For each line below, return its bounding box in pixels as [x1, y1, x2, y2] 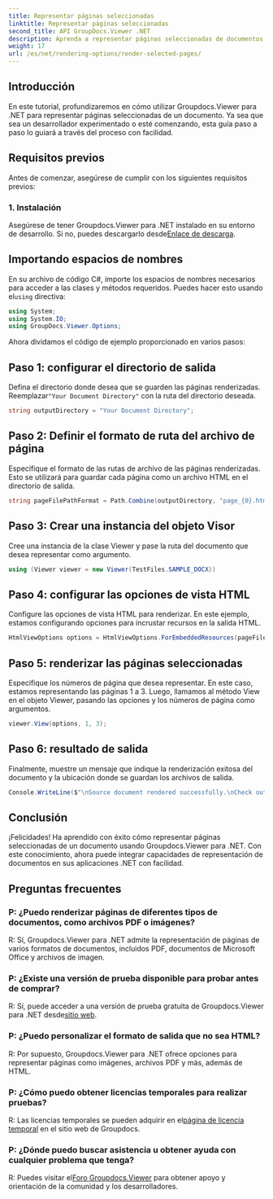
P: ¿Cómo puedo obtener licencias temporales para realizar [8, 1087, 248, 1098]
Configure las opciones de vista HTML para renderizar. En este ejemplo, [8, 609, 249, 619]
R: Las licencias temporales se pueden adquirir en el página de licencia [8, 1115, 245, 1125]
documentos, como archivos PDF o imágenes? [8, 916, 195, 928]
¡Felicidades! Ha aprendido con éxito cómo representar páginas [8, 832, 221, 842]
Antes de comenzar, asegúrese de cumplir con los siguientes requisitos [8, 173, 248, 182]
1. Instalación [8, 201, 62, 213]
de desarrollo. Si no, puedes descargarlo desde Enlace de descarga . [8, 229, 236, 239]
